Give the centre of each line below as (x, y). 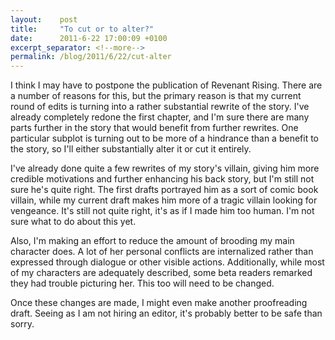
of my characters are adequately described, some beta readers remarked (161, 273)
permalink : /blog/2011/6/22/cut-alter (91, 57)
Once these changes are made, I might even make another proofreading (159, 303)
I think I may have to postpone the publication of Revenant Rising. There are (166, 85)
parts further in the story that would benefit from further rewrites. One (154, 128)
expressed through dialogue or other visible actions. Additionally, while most (167, 262)
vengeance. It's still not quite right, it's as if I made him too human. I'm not (162, 211)
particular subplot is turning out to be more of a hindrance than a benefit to (164, 138)
